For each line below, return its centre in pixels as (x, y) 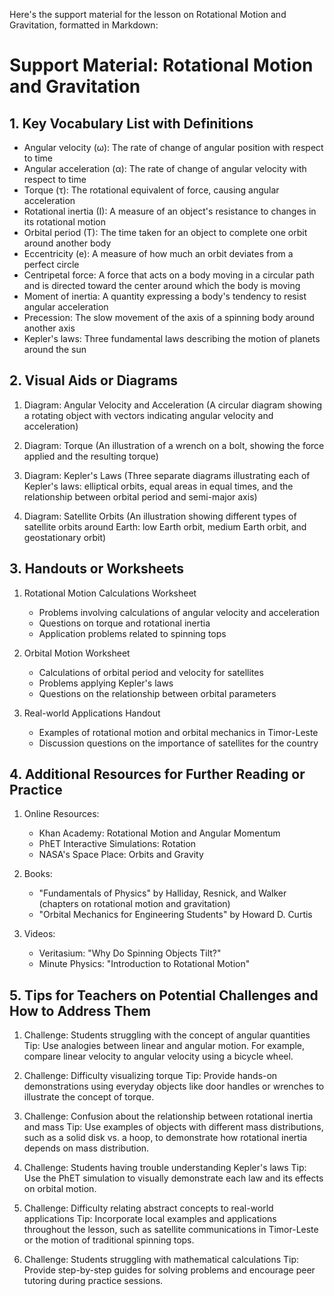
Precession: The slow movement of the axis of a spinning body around (169, 317)
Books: (38, 874)
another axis (49, 328)
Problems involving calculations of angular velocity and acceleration (179, 612)
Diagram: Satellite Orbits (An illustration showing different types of (160, 516)
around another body (67, 243)
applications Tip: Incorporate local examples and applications (150, 1219)
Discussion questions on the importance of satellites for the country (178, 743)
